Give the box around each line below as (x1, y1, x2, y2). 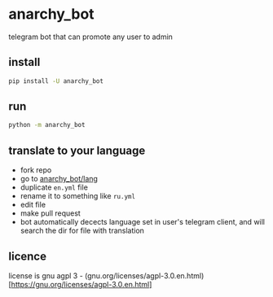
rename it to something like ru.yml (20, 191, 136, 201)
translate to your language (8, 143, 146, 157)
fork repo (20, 165, 52, 175)
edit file (20, 200, 46, 210)
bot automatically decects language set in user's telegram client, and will (20, 217, 266, 227)
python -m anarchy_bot (8, 121, 86, 129)
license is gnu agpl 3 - (8, 270, 83, 281)
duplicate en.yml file (20, 182, 88, 192)
